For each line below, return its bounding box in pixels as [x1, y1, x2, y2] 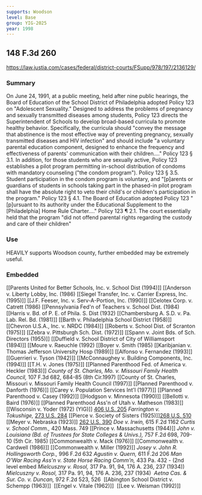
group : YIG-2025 [6, 20, 47, 26]
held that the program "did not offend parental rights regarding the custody [6, 214, 192, 221]
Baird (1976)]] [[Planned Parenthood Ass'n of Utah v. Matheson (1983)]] [6, 399, 184, 406]
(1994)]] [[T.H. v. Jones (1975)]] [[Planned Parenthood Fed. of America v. [6, 360, 187, 367]
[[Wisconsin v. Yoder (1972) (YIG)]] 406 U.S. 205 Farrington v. [6, 405, 161, 413]
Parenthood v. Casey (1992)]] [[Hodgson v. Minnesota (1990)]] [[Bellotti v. [6, 392, 189, 400]
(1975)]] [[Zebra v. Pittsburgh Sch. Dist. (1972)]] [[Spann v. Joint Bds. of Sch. [6, 328, 196, 336]
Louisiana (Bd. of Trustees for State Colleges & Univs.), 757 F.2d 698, [6, 431, 179, 438]
